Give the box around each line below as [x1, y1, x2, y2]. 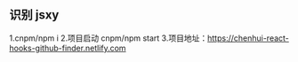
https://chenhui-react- [207, 33, 289, 43]
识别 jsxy [9, 7, 60, 23]
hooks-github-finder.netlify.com [9, 43, 126, 53]
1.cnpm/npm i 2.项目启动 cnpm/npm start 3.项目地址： [9, 33, 208, 43]
